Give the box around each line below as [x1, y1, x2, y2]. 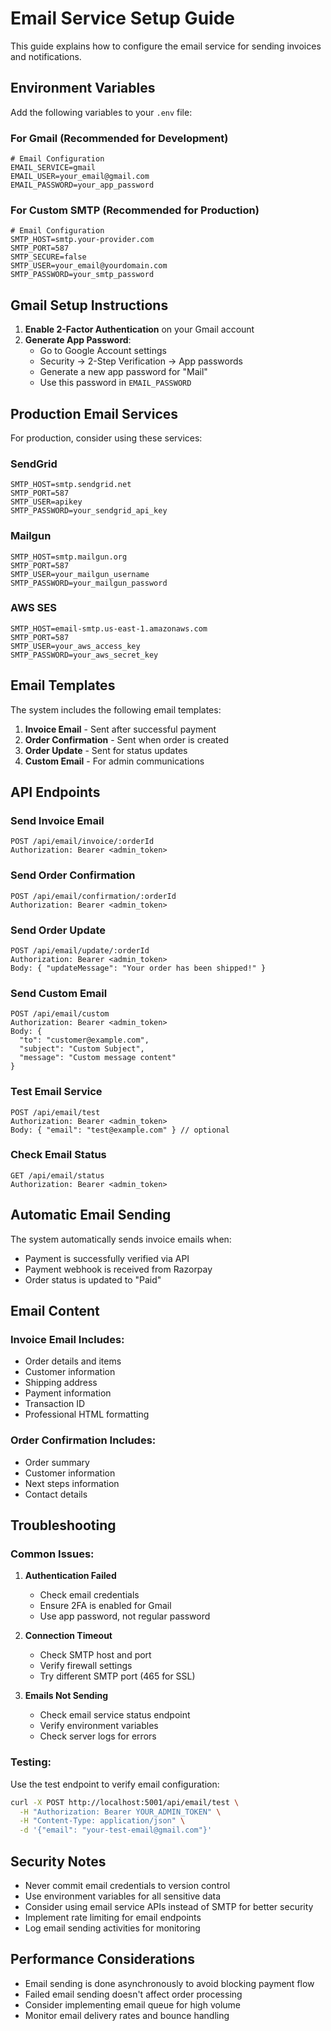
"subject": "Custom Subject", [19, 1044, 145, 1054]
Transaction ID [24, 1398, 86, 1410]
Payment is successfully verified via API [24, 1252, 190, 1264]
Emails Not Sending [24, 1690, 109, 1702]
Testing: [10, 1755, 52, 1769]
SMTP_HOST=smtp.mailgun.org [10, 552, 128, 562]
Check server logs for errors [39, 1730, 157, 1742]
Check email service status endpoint [39, 1709, 191, 1721]
